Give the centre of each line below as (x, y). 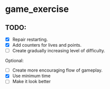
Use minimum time (31, 76)
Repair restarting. (30, 39)
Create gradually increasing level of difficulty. (59, 51)
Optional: (14, 61)
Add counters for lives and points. (47, 45)
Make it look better (31, 82)
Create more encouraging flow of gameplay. (57, 70)
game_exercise (37, 9)
